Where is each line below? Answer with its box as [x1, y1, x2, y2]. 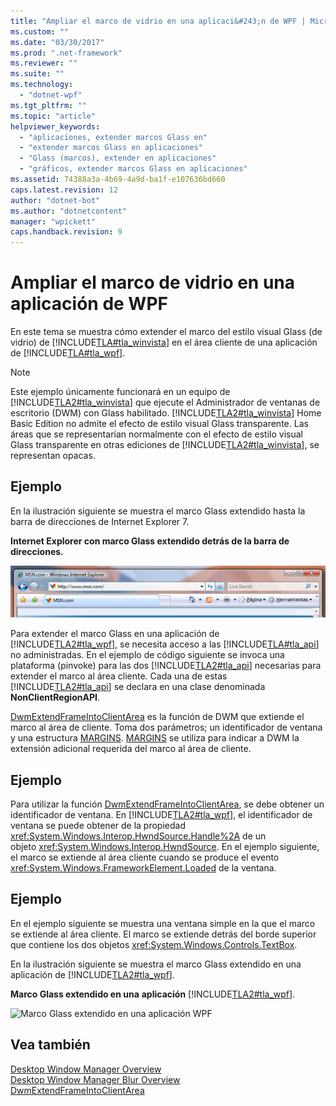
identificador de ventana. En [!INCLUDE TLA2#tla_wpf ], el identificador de [10, 809, 313, 821]
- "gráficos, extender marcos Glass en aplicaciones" [19, 164, 248, 174]
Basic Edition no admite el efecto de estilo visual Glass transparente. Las [10, 418, 309, 430]
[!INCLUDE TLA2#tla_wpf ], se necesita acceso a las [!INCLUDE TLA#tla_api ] [10, 638, 320, 650]
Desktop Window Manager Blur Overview [10, 1073, 181, 1085]
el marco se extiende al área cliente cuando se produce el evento [10, 851, 280, 864]
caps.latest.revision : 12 [10, 185, 118, 195]
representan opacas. [10, 450, 96, 462]
